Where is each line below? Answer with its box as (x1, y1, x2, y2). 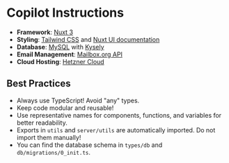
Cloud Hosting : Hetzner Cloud (16, 57, 105, 65)
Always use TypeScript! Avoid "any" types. (16, 96, 140, 104)
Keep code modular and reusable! (16, 103, 114, 112)
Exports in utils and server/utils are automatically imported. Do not (16, 125, 216, 134)
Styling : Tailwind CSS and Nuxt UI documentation (16, 35, 160, 43)
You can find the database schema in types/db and (16, 141, 163, 149)
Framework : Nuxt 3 (16, 28, 74, 36)
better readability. (16, 118, 68, 127)
